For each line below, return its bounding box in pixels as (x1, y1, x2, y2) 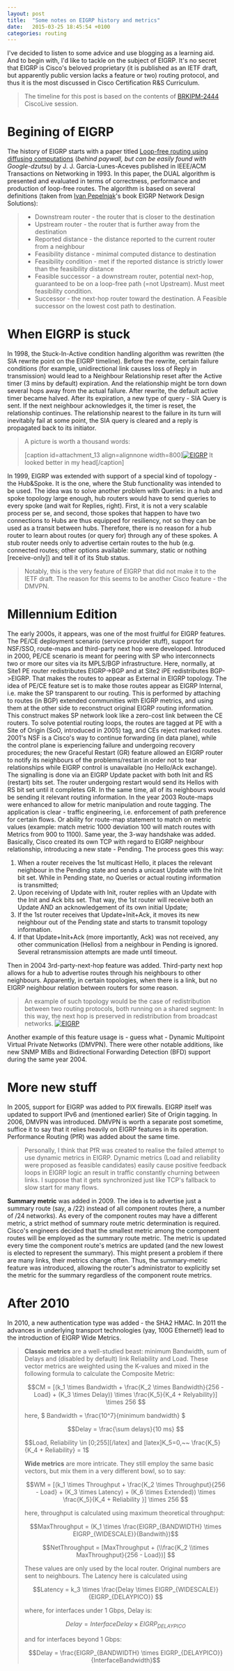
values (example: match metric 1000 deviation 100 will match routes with (7, 823, 216, 831)
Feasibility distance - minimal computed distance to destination (34, 250, 217, 259)
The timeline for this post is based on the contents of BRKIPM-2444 (24, 92, 219, 101)
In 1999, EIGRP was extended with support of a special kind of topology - (7, 472, 217, 480)
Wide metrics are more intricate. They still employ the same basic (24, 1459, 214, 1468)
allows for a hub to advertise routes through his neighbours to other (7, 969, 201, 977)
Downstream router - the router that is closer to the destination (34, 213, 215, 221)
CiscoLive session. (24, 99, 79, 108)
